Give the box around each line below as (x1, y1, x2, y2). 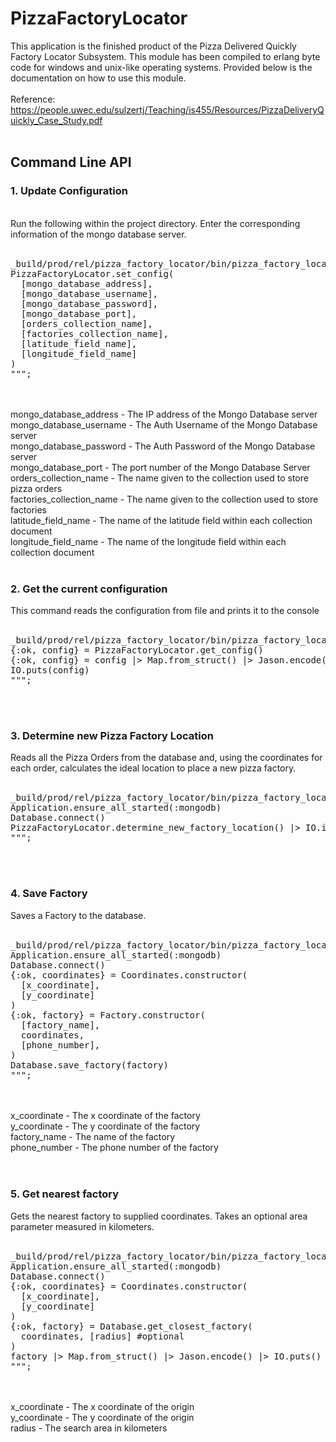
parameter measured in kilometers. (10, 1220, 155, 1232)
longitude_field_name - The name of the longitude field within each (10, 535, 287, 547)
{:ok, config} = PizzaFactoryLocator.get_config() (10, 644, 264, 656)
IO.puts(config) (10, 664, 90, 676)
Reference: (10, 93, 56, 105)
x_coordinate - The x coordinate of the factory (10, 1109, 201, 1121)
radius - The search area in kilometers (10, 1422, 168, 1434)
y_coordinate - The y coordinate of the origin (10, 1411, 195, 1423)
